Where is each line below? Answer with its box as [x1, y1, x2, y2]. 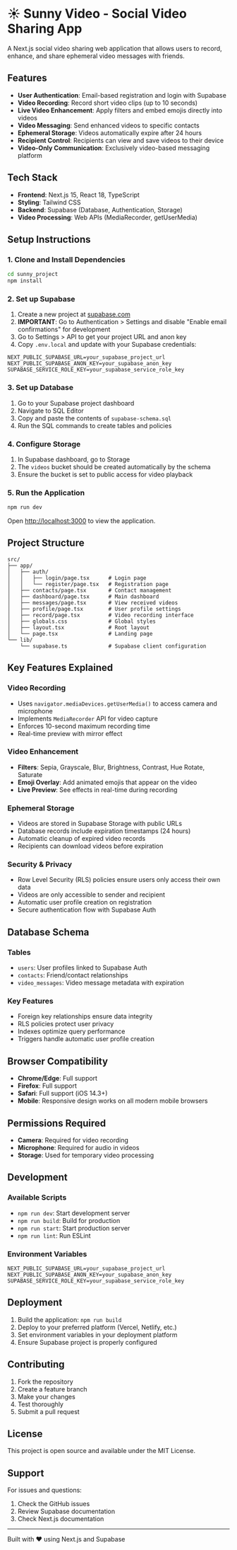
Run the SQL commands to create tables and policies [17, 421, 172, 430]
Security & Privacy [7, 859, 73, 869]
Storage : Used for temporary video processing [17, 1151, 154, 1159]
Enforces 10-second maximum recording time [17, 721, 150, 730]
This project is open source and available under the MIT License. [7, 1447, 196, 1455]
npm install [7, 277, 42, 285]
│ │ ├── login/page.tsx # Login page [7, 574, 147, 582]
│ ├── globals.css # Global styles [7, 618, 157, 625]
